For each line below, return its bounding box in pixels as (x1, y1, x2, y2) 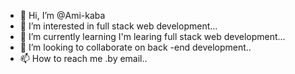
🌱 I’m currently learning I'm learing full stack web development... (19, 31, 286, 42)
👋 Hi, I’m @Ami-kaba (19, 10, 106, 21)
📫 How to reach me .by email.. (19, 53, 148, 64)
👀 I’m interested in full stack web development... (19, 20, 218, 32)
